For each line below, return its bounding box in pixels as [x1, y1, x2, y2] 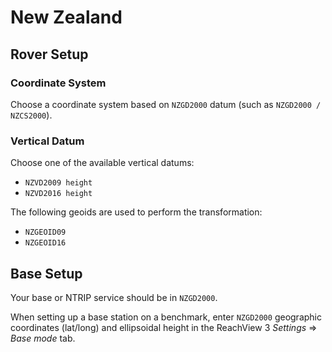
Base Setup [10, 265, 83, 282]
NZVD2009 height [24, 178, 93, 188]
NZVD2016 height [24, 189, 93, 199]
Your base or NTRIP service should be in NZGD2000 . [10, 291, 218, 303]
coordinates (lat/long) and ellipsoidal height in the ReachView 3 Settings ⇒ [10, 321, 318, 333]
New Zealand [10, 6, 123, 29]
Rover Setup [10, 46, 89, 63]
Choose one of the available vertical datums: [10, 157, 195, 169]
